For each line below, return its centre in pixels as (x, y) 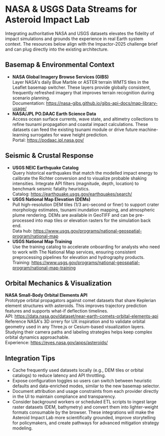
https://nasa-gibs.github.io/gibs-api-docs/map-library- (102, 103)
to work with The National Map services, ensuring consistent (74, 252)
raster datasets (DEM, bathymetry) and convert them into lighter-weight (85, 407)
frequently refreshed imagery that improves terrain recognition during (83, 92)
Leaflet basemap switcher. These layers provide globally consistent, (82, 87)
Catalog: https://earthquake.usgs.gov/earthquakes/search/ (72, 194)
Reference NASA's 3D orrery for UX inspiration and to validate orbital (75, 321)
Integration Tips (30, 358)
